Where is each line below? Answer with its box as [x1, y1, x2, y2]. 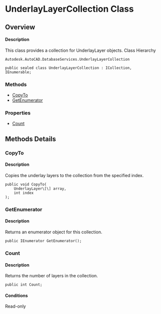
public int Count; [5, 282, 42, 287]
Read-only [5, 303, 26, 309]
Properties [5, 110, 31, 116]
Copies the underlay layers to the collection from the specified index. [5, 172, 144, 178]
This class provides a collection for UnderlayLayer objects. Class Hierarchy [5, 47, 156, 53]
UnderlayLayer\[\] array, [14, 186, 67, 191]
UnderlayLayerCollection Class [5, 3, 134, 15]
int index [14, 190, 34, 195]
